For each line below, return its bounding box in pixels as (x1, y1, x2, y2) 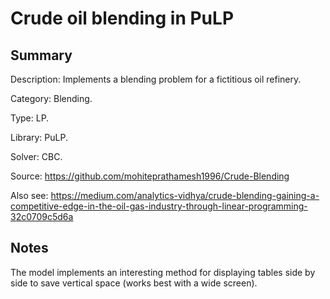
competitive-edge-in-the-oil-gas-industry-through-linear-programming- (10, 200, 308, 212)
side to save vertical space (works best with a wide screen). (10, 277, 258, 289)
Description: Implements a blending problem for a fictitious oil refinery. (10, 73, 302, 85)
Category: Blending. (10, 93, 93, 104)
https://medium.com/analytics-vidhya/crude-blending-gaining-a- (50, 190, 320, 201)
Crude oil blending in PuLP (10, 7, 235, 30)
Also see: (10, 190, 49, 201)
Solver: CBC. (10, 151, 63, 162)
